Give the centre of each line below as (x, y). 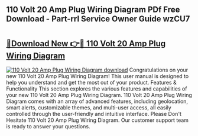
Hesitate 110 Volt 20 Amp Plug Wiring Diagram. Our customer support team (98, 120)
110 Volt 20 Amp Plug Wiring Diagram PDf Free (93, 10)
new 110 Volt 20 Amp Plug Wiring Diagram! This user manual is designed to (98, 76)
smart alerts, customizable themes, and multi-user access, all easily (89, 108)
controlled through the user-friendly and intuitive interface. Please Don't (94, 114)
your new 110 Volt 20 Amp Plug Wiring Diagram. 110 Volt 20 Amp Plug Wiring (99, 95)
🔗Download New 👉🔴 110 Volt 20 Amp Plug (86, 43)
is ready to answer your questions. (48, 126)
